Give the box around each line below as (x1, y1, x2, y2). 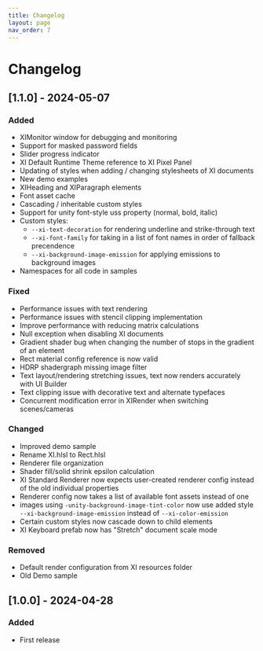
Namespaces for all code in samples (19, 267, 137, 276)
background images (31, 258, 97, 267)
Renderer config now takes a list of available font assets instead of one (19, 491, 250, 501)
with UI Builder (19, 379, 68, 388)
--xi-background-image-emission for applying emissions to (31, 249, 221, 259)
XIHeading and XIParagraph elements (19, 182, 142, 193)
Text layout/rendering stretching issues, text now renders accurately (19, 370, 241, 380)
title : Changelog (8, 11, 65, 20)
